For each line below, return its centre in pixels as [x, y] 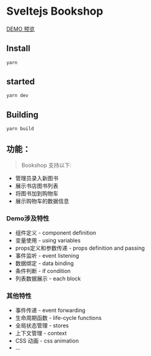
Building [22, 114]
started [20, 82]
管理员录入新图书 [37, 178]
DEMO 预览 [20, 29]
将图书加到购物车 [37, 193]
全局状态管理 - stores [42, 325]
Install [18, 49]
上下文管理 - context [41, 333]
